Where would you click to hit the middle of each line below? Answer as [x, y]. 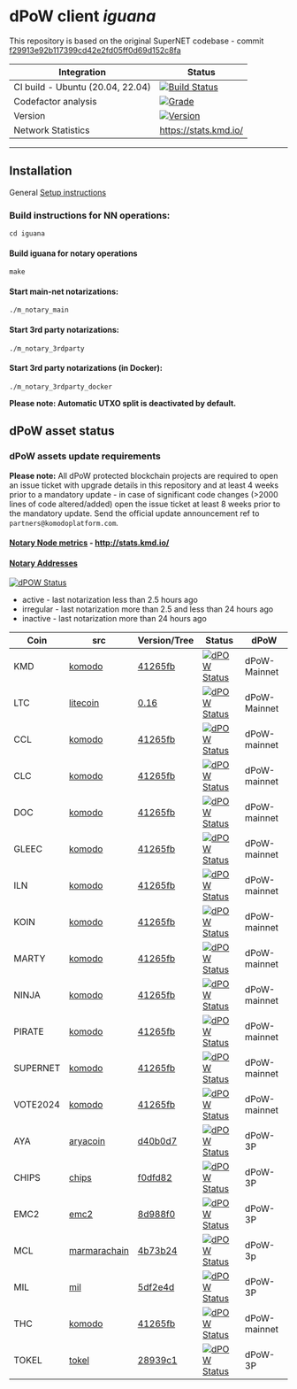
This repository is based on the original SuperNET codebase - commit [137, 41]
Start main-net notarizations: [64, 291]
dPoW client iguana [83, 16]
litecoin [84, 703]
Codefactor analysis [55, 101]
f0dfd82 [155, 1177]
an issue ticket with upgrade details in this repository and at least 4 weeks [144, 485]
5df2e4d [156, 1287]
